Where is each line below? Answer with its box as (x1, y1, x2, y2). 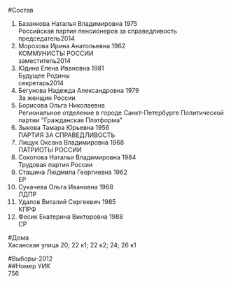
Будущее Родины (17, 71, 70, 80)
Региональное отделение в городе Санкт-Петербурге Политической (17, 108, 225, 117)
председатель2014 (17, 34, 76, 43)
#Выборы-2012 (8, 254, 53, 263)
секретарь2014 (17, 79, 64, 87)
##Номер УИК (8, 262, 51, 270)
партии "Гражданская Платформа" (17, 116, 123, 124)
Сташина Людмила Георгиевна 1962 (17, 168, 128, 176)
